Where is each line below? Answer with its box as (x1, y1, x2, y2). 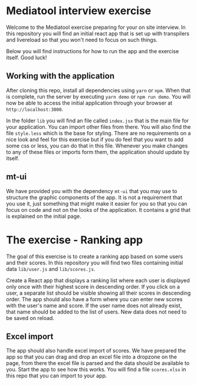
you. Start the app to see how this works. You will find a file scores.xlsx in (6, 366, 186, 373)
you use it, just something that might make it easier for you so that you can (6, 200, 188, 207)
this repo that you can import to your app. (6, 372, 107, 379)
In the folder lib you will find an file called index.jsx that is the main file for (6, 117, 189, 124)
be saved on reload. (6, 314, 55, 321)
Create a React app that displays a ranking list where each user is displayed (6, 276, 190, 284)
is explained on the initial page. (6, 213, 81, 220)
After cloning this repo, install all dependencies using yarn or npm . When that (6, 87, 191, 94)
